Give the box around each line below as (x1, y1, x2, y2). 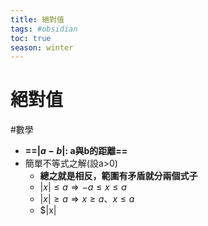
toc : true (10, 33, 52, 43)
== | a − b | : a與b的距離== (24, 145, 128, 157)
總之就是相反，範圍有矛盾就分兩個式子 (39, 170, 198, 182)
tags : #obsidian (10, 24, 78, 34)
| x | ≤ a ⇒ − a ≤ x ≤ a (39, 181, 127, 193)
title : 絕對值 (10, 14, 65, 25)
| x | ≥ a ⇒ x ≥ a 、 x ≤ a (39, 193, 135, 205)
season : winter (10, 42, 74, 53)
